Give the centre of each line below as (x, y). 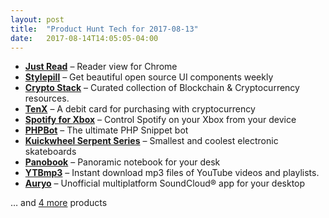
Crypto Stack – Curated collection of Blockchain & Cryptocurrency (162, 88)
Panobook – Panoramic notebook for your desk (122, 162)
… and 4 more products (59, 203)
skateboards (50, 152)
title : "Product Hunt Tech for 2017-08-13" (104, 29)
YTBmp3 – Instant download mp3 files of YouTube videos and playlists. (172, 173)
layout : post (37, 19)
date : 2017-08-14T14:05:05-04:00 (84, 38)
